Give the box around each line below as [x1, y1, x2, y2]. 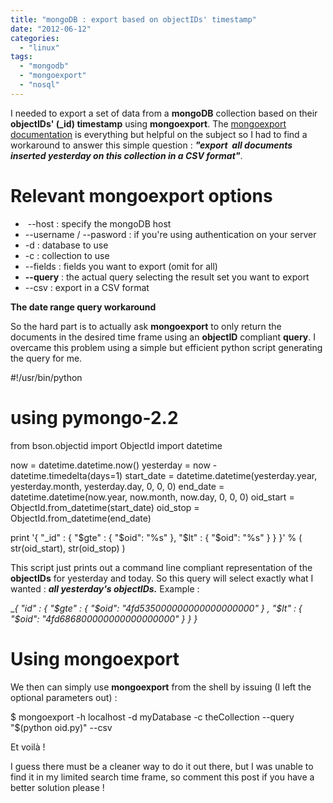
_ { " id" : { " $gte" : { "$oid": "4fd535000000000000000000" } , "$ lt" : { [10, 602, 303, 614]
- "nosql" [19, 80, 60, 90]
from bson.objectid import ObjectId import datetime [10, 439, 223, 451]
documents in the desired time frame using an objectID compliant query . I [10, 331, 316, 343]
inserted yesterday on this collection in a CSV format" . [10, 149, 243, 161]
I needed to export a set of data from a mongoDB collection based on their [10, 107, 318, 119]
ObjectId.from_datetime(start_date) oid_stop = [10, 501, 200, 513]
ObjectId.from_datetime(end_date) [10, 512, 152, 524]
